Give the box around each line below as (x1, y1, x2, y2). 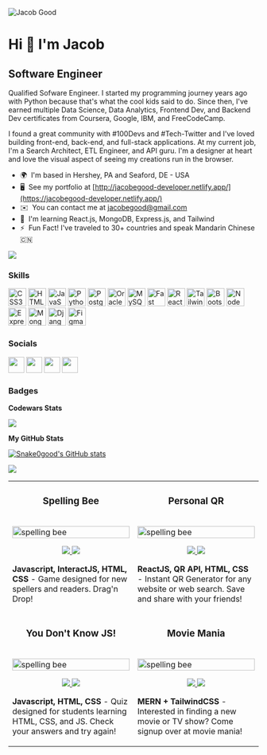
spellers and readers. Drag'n (12, 583, 118, 594)
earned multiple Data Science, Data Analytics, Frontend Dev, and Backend (8, 105, 251, 115)
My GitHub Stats (8, 433, 64, 443)
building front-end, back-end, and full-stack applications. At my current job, (8, 138, 257, 147)
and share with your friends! (137, 593, 242, 604)
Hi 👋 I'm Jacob (8, 36, 105, 53)
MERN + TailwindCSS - (137, 695, 227, 706)
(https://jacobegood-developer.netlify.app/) (19, 194, 163, 203)
